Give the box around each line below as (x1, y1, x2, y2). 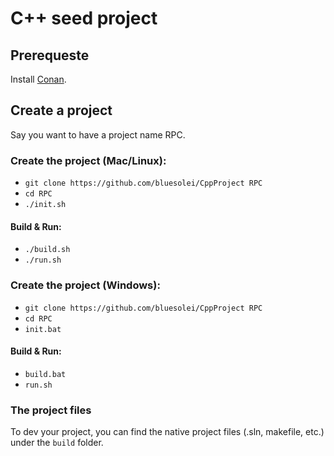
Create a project (10, 102, 113, 119)
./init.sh (24, 200, 67, 210)
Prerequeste (10, 47, 90, 64)
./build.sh (24, 245, 71, 255)
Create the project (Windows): (10, 278, 161, 292)
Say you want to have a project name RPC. (10, 128, 186, 141)
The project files (10, 403, 92, 417)
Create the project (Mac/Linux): (10, 153, 167, 167)
